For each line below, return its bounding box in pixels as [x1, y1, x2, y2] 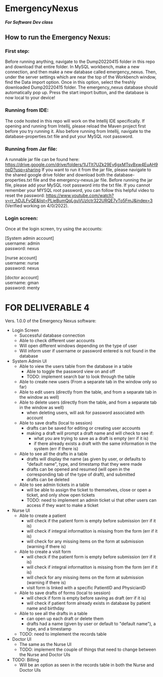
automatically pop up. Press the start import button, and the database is [5, 90, 149, 95]
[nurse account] [5, 255, 37, 261]
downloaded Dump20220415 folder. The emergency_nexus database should [5, 84, 158, 90]
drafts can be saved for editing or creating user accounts [26, 425, 141, 431]
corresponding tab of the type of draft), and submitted [26, 472, 135, 477]
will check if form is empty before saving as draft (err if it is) [26, 595, 147, 601]
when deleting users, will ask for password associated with [26, 410, 145, 416]
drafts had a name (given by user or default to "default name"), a [26, 621, 156, 627]
